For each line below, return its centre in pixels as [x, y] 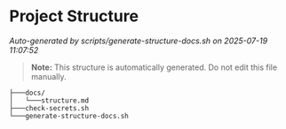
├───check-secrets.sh [49, 108]
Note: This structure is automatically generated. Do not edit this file [154, 67]
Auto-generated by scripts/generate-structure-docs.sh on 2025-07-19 [139, 41]
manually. [48, 76]
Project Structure [74, 16]
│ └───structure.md [49, 100]
